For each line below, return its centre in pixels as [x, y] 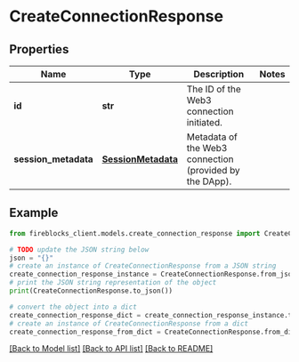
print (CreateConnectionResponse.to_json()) [91, 291]
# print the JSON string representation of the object [113, 283]
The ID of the [214, 89]
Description [219, 74]
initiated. [204, 122]
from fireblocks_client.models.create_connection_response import [135, 233]
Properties [39, 49]
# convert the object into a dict [73, 307]
